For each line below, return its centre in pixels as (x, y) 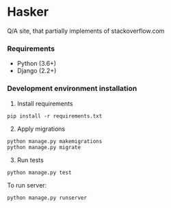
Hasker (28, 12)
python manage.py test (39, 172)
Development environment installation (72, 88)
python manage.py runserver (47, 198)
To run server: (27, 185)
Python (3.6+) (37, 64)
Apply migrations (41, 129)
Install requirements (45, 103)
